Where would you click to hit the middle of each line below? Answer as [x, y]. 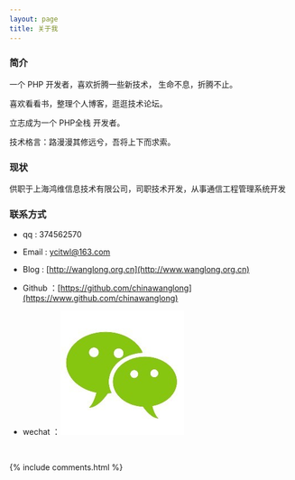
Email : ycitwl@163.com [66, 252]
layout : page [34, 19]
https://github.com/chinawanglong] [126, 288]
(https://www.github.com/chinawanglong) [100, 299]
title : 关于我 [34, 28]
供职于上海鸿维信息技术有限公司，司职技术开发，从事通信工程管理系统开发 [147, 189]
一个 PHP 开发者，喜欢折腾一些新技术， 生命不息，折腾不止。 [124, 84]
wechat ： [41, 432]
